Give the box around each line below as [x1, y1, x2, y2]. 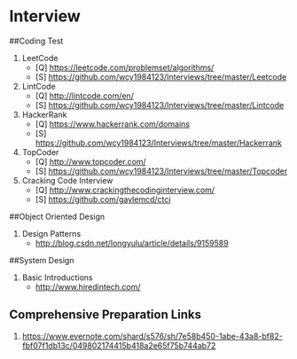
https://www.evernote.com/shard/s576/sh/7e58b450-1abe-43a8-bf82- [21, 331, 284, 341]
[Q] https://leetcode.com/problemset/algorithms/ [35, 62, 215, 73]
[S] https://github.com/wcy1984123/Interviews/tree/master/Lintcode [35, 99, 285, 110]
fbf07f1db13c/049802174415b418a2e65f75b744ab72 [21, 339, 216, 351]
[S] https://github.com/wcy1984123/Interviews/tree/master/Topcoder [35, 166, 288, 176]
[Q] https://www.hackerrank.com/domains [35, 118, 191, 129]
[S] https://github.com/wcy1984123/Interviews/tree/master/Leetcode [35, 71, 287, 82]
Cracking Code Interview [21, 175, 113, 185]
